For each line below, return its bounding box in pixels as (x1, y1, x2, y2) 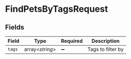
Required (61, 38, 83, 44)
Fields (5, 23, 25, 31)
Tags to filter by (87, 46, 124, 53)
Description (91, 38, 120, 44)
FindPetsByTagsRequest (5, 3, 108, 15)
